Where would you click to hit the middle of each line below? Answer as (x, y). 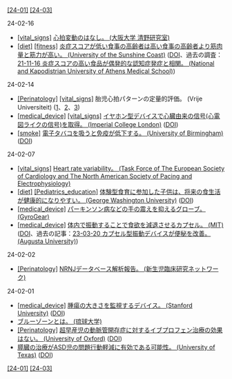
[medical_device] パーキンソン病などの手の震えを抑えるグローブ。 (111, 209)
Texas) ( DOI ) (35, 355)
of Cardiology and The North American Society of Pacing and (105, 176)
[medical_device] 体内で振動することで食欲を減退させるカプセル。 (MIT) (120, 225)
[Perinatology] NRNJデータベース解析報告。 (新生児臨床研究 (103, 269)
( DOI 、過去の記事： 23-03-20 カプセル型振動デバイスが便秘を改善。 (114, 233)
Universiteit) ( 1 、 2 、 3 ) (49, 107)
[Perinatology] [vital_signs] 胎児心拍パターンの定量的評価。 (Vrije (110, 99)
